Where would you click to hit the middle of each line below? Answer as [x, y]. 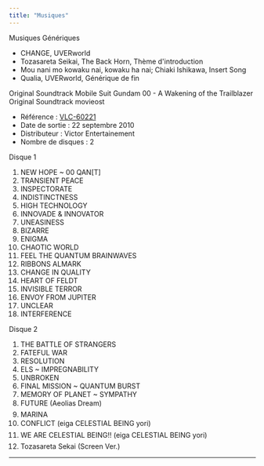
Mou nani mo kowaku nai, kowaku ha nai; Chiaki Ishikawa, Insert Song [133, 69]
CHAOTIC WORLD [49, 247]
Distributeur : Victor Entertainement [78, 133]
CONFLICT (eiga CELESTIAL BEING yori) [85, 423]
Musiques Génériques [45, 38]
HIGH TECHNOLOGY [54, 206]
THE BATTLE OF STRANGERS [68, 344]
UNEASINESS [42, 222]
